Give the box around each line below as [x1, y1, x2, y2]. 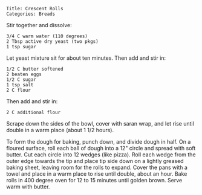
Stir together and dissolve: [6, 22, 73, 28]
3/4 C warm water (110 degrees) [6, 33, 88, 39]
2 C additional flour [6, 109, 61, 115]
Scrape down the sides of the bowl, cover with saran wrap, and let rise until [6, 120, 195, 127]
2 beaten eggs [6, 71, 42, 77]
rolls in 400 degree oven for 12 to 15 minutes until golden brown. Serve [6, 177, 183, 184]
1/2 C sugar [6, 77, 36, 83]
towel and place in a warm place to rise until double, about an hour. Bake [6, 170, 187, 177]
